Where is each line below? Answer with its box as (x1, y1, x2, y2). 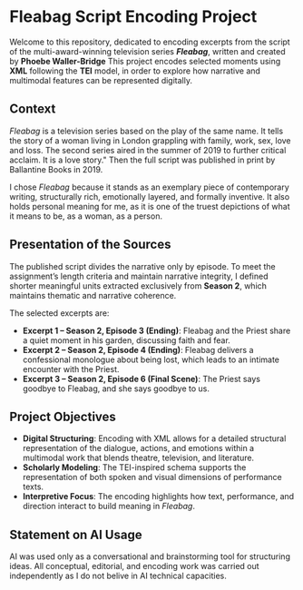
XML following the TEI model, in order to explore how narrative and (9, 65, 261, 76)
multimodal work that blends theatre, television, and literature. (22, 452, 255, 464)
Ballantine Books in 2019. (9, 163, 103, 174)
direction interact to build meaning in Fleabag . (22, 501, 195, 512)
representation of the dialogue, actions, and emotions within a (22, 443, 255, 454)
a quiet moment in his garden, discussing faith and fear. (22, 334, 231, 346)
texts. (22, 481, 44, 492)
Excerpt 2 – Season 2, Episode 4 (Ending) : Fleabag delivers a (22, 344, 254, 355)
